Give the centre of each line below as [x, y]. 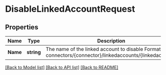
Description [111, 41]
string [34, 52]
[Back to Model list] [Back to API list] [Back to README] [62, 67]
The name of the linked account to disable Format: [104, 49]
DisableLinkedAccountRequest [70, 9]
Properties [22, 27]
